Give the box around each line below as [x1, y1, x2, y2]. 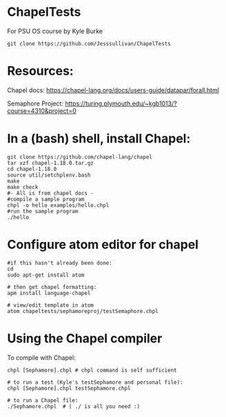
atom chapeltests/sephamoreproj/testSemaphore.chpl [7, 307, 158, 314]
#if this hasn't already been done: [7, 259, 112, 266]
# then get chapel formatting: [7, 283, 97, 290]
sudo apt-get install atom [7, 272, 85, 278]
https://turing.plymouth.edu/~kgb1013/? [65, 99, 177, 108]
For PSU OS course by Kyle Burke [7, 27, 103, 35]
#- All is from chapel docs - [7, 190, 94, 196]
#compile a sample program [7, 196, 85, 203]
